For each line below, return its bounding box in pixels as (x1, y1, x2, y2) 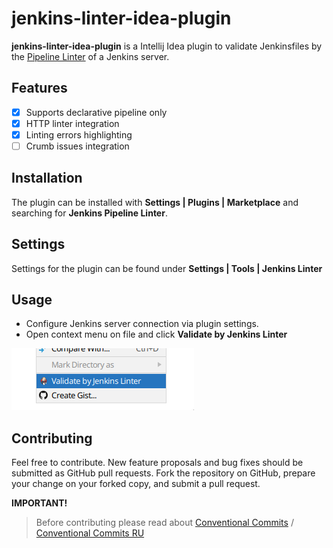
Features (11, 80, 68, 97)
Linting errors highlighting (25, 128, 133, 141)
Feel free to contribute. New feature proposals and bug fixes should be (11, 457, 304, 469)
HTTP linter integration (25, 117, 120, 129)
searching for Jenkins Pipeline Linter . (11, 207, 168, 219)
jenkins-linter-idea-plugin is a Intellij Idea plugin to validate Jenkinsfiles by (11, 40, 323, 52)
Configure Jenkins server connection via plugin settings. (25, 318, 259, 330)
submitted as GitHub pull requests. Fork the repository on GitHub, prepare (11, 467, 316, 479)
